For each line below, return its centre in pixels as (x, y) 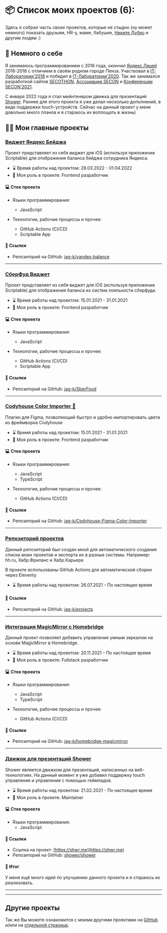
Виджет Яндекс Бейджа (36, 142)
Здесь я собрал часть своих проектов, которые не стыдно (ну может (79, 27)
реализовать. (19, 883)
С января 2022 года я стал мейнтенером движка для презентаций (76, 96)
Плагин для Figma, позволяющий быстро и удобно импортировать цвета (83, 417)
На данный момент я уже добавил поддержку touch (89, 775)
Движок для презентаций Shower (48, 759)
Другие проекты (33, 908)
